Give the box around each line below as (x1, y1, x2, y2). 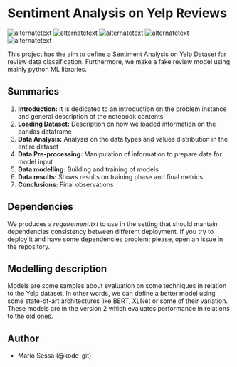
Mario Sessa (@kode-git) (17, 351, 92, 360)
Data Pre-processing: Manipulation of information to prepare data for (17, 149, 222, 158)
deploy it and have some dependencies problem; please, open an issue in (7, 235, 223, 243)
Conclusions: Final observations (17, 180, 114, 188)
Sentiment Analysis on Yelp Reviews (7, 5, 228, 21)
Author (7, 332, 39, 344)
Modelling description (7, 262, 107, 275)
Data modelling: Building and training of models (17, 165, 159, 174)
